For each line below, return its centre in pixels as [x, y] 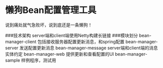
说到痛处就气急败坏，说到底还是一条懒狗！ [49, 25]
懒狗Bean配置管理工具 [51, 10]
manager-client [21, 41]
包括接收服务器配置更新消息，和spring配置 [81, 41]
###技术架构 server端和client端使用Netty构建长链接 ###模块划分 [72, 35]
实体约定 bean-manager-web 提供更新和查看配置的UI [60, 54]
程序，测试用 [43, 60]
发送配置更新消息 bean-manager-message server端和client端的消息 [89, 48]
